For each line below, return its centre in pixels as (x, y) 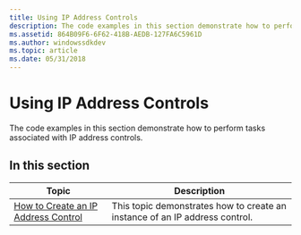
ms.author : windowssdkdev (57, 42)
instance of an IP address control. (182, 217)
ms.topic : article (43, 51)
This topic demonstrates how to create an (199, 206)
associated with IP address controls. (76, 137)
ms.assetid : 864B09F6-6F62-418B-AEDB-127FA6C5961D (106, 34)
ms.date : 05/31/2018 (48, 59)
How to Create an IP (56, 206)
